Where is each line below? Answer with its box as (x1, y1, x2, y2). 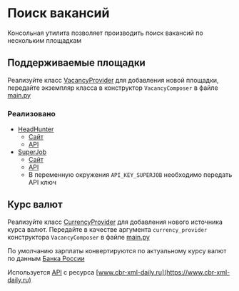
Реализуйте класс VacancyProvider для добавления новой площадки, (7, 76, 219, 84)
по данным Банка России (7, 254, 85, 262)
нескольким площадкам (7, 36, 82, 44)
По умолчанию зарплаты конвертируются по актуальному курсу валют (7, 246, 227, 255)
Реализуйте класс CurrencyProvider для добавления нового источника (7, 218, 223, 226)
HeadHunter (17, 125, 54, 133)
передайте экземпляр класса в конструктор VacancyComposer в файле (7, 83, 219, 92)
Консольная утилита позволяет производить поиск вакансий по (7, 29, 203, 37)
